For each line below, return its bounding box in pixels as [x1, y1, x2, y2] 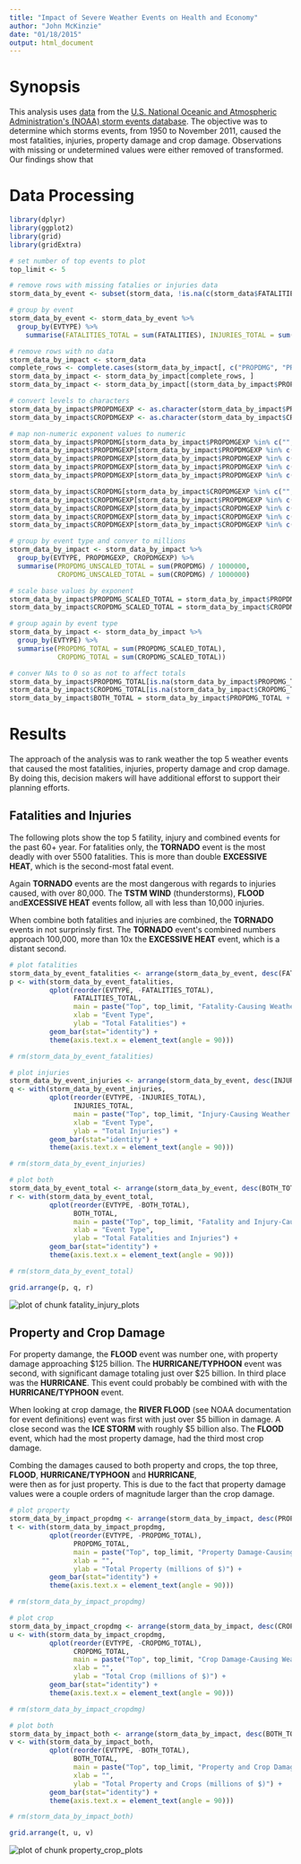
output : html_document [9, 38, 94, 48]
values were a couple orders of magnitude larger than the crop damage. [9, 1489, 275, 1500]
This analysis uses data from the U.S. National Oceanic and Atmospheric [9, 107, 278, 118]
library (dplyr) [9, 215, 66, 224]
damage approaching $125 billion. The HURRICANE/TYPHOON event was [9, 1359, 282, 1370]
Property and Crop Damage [9, 1326, 166, 1341]
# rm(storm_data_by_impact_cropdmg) [9, 1704, 146, 1714]
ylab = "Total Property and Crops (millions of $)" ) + [73, 1779, 282, 1789]
